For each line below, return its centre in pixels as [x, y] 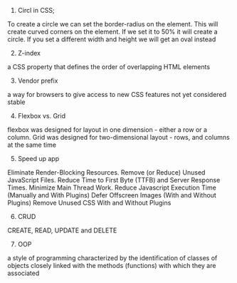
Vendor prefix [38, 81]
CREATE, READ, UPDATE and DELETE [62, 230]
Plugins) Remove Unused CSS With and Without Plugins [89, 203]
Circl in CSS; [36, 10]
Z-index [29, 53]
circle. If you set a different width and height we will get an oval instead [112, 39]
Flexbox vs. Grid [42, 116]
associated [23, 273]
